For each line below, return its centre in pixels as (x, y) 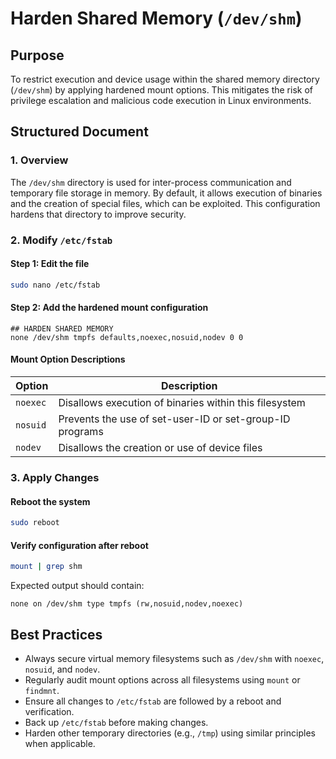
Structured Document (79, 132)
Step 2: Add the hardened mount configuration (109, 308)
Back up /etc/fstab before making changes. (116, 722)
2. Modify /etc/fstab (61, 240)
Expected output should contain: (77, 586)
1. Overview (39, 160)
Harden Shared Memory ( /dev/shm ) (156, 18)
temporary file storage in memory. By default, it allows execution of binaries (166, 193)
